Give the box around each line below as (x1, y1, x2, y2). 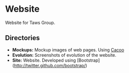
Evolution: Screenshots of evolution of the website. (12, 52, 117, 58)
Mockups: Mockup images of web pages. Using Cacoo (12, 47, 124, 52)
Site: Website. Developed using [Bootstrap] (12, 57, 100, 63)
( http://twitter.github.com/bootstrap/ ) (12, 62, 87, 68)
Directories (5, 34, 40, 42)
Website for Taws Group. (5, 20, 55, 25)
